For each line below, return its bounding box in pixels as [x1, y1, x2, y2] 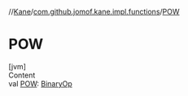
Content [8, 70, 36, 80]
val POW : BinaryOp [8, 78, 73, 88]
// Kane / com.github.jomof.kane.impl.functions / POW [8, 7, 181, 16]
